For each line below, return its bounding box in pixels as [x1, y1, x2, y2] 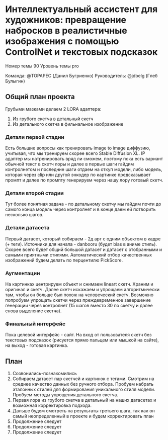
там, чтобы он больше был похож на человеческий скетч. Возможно [5, 292, 154, 298]
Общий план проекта [5, 93, 75, 101]
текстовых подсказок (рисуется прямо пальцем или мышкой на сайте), [5, 337, 159, 343]
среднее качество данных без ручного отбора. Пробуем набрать [12, 381, 154, 387]
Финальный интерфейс [5, 320, 66, 327]
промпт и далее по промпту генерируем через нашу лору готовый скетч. [5, 177, 163, 183]
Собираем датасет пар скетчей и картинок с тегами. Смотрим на [12, 376, 154, 382]
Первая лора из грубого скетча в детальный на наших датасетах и [12, 397, 156, 403]
